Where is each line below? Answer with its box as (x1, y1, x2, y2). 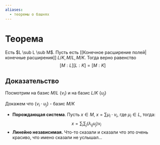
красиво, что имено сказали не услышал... (12, 135, 102, 141)
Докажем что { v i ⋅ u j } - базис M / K (5, 101, 75, 108)
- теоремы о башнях (9, 12, 50, 17)
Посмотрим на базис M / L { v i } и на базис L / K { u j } (5, 90, 107, 97)
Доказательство (5, 77, 59, 85)
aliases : (5, 7, 23, 12)
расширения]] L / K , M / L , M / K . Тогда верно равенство (27, 55, 136, 61)
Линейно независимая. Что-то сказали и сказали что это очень (12, 129, 149, 135)
